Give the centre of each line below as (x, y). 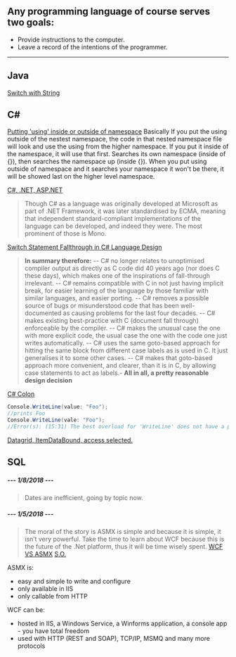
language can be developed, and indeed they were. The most (113, 226)
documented (43, 313)
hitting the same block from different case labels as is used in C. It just (126, 350)
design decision (48, 381)
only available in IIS (45, 589)
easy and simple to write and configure (74, 581)
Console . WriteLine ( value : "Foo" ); (58, 407)
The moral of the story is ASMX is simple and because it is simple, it (123, 532)
